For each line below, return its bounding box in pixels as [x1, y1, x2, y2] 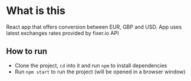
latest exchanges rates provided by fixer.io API [6, 29, 119, 36]
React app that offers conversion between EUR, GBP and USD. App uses [6, 23, 182, 30]
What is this [6, 4, 66, 17]
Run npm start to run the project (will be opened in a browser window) [14, 68, 186, 75]
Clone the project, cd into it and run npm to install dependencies [14, 62, 167, 69]
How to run [6, 47, 48, 57]
